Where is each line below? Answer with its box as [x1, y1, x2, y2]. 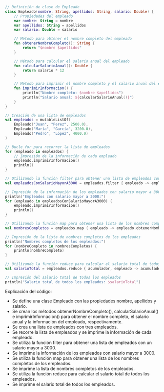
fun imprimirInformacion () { [14, 86, 73, 91]
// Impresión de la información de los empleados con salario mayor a [5, 189, 152, 195]
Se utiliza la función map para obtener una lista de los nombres [12, 355, 139, 361]
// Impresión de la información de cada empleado [14, 153, 117, 159]
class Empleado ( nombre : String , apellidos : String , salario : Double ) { [5, 9, 154, 14]
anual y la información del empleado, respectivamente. [12, 318, 123, 324]
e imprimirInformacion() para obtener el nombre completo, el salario [12, 314, 149, 319]
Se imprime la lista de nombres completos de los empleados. [12, 366, 135, 371]
